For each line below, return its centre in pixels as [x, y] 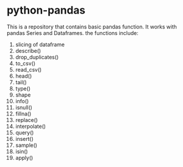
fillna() [23, 114]
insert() [24, 139]
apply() [24, 158]
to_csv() [25, 63]
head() [23, 76]
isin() [22, 151]
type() [23, 88]
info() [22, 101]
